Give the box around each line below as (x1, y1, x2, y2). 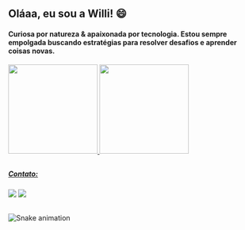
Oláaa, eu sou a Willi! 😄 (8, 7, 127, 21)
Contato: (8, 169, 38, 178)
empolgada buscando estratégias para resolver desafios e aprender (8, 37, 237, 47)
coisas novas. (8, 46, 56, 56)
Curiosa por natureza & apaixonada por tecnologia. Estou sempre (8, 29, 228, 39)
